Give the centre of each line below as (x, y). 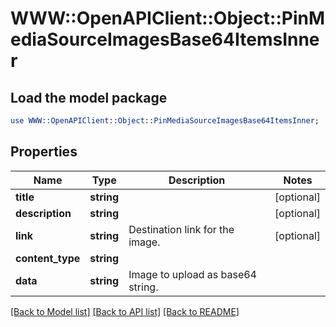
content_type (48, 258)
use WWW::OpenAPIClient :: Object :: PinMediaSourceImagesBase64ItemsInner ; (165, 121)
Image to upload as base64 (192, 274)
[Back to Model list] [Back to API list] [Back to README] (125, 311)
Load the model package (89, 97)
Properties (44, 152)
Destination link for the (181, 229)
